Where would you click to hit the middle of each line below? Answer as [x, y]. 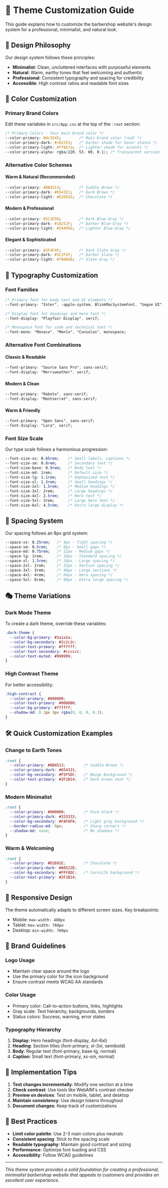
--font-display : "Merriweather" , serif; [48, 372]
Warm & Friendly [23, 410]
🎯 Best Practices [31, 1121]
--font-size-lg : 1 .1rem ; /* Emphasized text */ [60, 477]
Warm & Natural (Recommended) [40, 177]
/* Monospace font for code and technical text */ [59, 328]
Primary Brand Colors [32, 114]
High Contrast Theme [32, 674]
